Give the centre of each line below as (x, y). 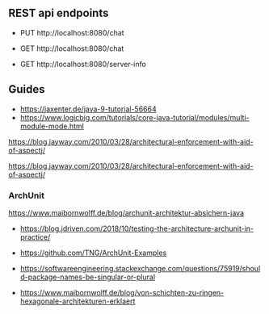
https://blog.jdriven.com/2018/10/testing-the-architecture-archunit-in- (137, 228)
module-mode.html (52, 126)
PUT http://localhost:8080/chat (72, 32)
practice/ (35, 237)
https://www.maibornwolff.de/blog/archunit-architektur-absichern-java (126, 212)
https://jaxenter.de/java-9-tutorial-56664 (88, 109)
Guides (27, 89)
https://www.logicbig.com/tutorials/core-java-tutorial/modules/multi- (134, 117)
